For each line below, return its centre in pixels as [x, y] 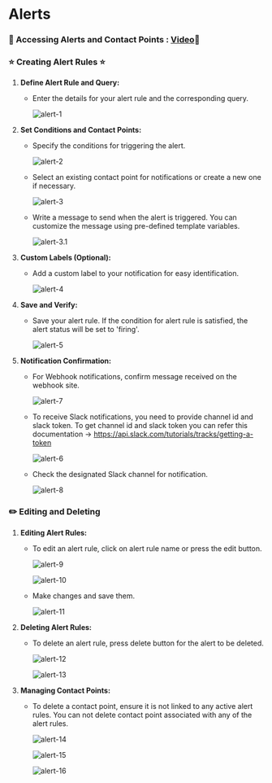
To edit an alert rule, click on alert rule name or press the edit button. [147, 548]
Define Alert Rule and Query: [70, 83]
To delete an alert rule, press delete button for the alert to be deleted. [148, 643]
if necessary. [54, 186]
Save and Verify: [49, 305]
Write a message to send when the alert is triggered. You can [134, 217]
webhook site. [56, 385]
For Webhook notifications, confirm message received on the [134, 377]
